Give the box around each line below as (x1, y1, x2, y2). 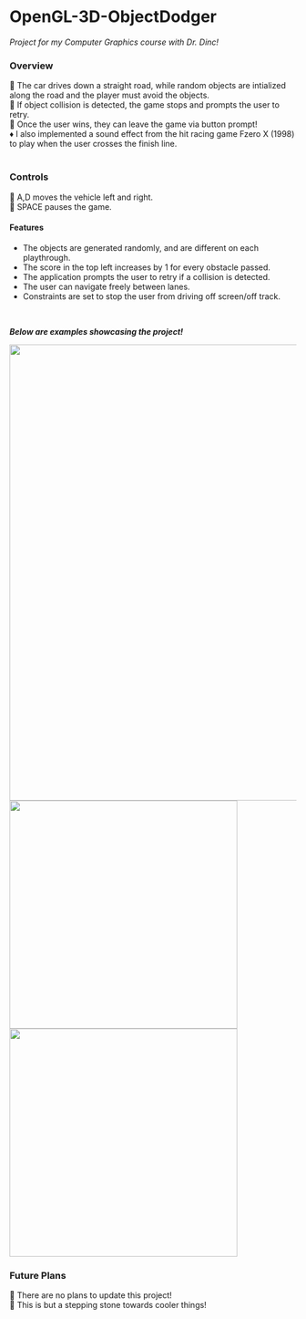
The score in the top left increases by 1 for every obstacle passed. (22, 262, 271, 273)
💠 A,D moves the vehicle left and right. (9, 192, 153, 203)
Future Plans (9, 1269, 66, 1282)
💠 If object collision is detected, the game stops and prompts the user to (9, 99, 280, 110)
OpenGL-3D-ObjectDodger (9, 6, 217, 27)
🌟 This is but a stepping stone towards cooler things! (9, 1300, 207, 1311)
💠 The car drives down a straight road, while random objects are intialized (9, 80, 287, 91)
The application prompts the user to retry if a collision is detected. (22, 271, 270, 282)
